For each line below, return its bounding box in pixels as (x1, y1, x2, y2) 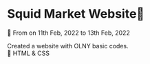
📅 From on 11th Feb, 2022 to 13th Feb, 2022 (7, 29, 131, 37)
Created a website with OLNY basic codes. (7, 42, 129, 50)
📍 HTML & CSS (7, 49, 50, 57)
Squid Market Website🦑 (7, 6, 144, 22)
